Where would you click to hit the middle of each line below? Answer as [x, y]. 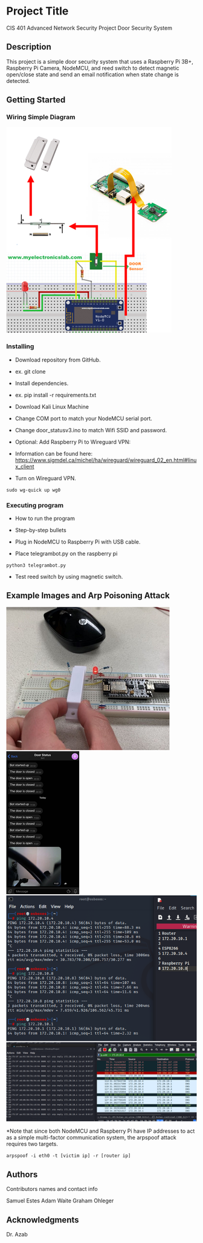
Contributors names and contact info [52, 1189]
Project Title [37, 11]
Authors [22, 1174]
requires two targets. [32, 1144]
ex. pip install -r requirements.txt [56, 395]
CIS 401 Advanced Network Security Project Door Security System [89, 28]
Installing [20, 346]
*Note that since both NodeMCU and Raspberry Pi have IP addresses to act [101, 1131]
